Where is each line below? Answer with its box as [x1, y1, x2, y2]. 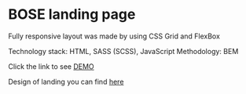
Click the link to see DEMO [8, 61, 94, 71]
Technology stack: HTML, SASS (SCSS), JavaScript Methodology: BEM [8, 46, 239, 56]
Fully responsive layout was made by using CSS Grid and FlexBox [8, 31, 220, 41]
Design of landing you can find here [8, 77, 124, 86]
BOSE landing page [8, 5, 136, 23]
